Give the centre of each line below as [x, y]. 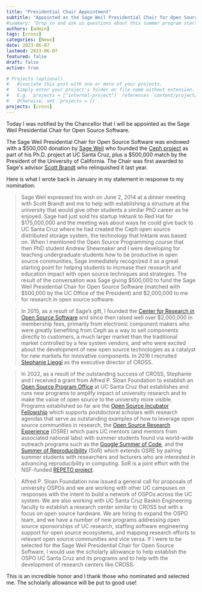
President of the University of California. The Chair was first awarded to [95, 161]
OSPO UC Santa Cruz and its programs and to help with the [94, 558]
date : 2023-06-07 [28, 46]
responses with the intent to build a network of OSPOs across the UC [106, 494]
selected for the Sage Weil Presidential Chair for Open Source [97, 545]
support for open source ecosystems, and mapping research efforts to [108, 532]
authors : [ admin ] [28, 29]
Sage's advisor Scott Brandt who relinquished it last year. [77, 167]
